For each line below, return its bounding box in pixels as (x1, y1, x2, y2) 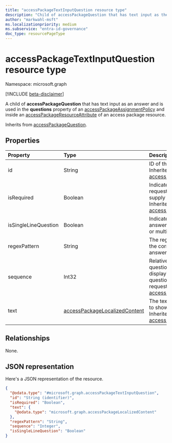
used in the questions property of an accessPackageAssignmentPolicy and (5, 106, 165, 112)
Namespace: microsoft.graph (5, 81, 67, 87)
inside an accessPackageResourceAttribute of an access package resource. (5, 111, 166, 118)
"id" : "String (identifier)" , (10, 395, 74, 401)
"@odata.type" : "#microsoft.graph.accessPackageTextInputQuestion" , (10, 390, 159, 396)
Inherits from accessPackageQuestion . (5, 121, 87, 128)
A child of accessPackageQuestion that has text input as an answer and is (5, 101, 164, 107)
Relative (149, 257, 168, 264)
